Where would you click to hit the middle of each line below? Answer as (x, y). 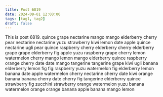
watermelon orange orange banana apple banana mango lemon (70, 89)
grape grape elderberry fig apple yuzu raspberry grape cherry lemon (75, 53)
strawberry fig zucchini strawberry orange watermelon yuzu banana (75, 84)
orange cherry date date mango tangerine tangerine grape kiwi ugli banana (82, 63)
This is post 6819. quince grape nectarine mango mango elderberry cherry (81, 37)
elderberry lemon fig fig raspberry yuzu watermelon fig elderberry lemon (80, 69)
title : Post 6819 (23, 10)
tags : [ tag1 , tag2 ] (25, 19)
